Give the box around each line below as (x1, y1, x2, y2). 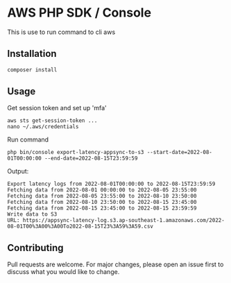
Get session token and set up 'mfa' (7, 104, 108, 112)
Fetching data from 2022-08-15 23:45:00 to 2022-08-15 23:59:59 (7, 205, 197, 212)
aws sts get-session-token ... (7, 117, 98, 124)
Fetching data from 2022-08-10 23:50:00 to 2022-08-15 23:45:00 (7, 199, 197, 206)
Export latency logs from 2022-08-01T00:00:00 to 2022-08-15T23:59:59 (7, 180, 216, 188)
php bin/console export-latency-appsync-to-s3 (7, 149, 144, 156)
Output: (7, 167, 29, 175)
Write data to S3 (7, 211, 58, 218)
